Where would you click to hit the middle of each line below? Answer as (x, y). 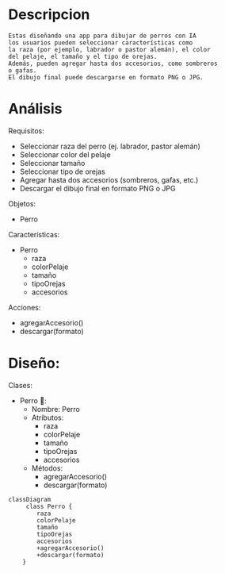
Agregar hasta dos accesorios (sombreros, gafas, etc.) (109, 179)
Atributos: (48, 417)
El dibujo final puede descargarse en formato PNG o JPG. (106, 77)
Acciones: (25, 307)
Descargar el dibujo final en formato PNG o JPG (97, 188)
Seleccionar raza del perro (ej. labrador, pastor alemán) (110, 146)
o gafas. (23, 70)
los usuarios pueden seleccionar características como (101, 42)
